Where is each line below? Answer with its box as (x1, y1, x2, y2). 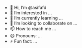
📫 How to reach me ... (9, 26, 56, 31)
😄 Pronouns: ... (9, 33, 42, 39)
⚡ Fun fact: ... (9, 38, 37, 44)
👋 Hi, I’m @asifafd (9, 5, 47, 10)
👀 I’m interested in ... (9, 10, 52, 16)
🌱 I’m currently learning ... (9, 15, 63, 21)
